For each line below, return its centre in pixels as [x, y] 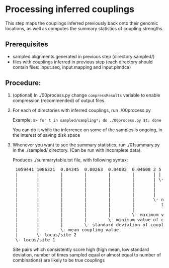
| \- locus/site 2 [46, 235]
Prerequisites [27, 44]
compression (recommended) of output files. [59, 100]
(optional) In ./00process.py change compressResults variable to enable [86, 95]
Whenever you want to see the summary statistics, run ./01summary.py [86, 145]
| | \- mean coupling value [67, 230]
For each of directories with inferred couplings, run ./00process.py [81, 110]
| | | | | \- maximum [87, 214]
